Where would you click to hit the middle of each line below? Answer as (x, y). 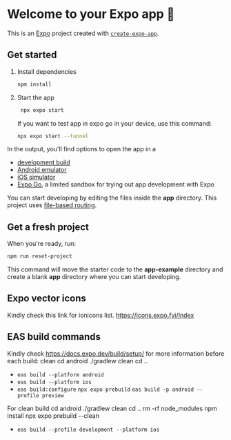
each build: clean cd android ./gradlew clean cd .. (78, 361)
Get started (32, 55)
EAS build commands (54, 337)
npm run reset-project (40, 256)
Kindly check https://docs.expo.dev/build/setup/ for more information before (116, 353)
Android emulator (42, 170)
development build (43, 162)
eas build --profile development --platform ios (88, 430)
